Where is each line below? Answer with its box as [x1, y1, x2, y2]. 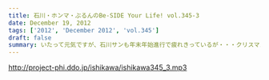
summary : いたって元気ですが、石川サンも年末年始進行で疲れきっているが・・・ [8, 41, 236, 49]
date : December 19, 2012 [8, 19, 91, 27]
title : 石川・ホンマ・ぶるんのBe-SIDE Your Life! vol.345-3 [8, 11, 200, 20]
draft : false [8, 33, 52, 42]
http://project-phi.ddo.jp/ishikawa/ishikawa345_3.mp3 [8, 63, 187, 72]
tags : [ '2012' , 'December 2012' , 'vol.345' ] [8, 26, 159, 34]
